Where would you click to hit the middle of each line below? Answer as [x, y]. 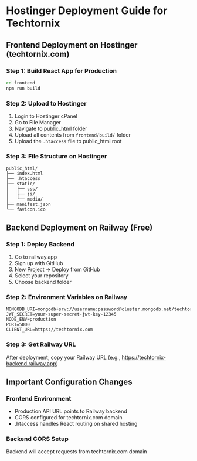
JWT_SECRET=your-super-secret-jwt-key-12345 [61, 314]
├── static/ [21, 184]
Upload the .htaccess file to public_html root [68, 141]
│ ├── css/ [22, 189]
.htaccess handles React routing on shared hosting [76, 424]
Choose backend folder [43, 282]
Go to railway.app [36, 257]
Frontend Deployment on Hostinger [72, 45]
